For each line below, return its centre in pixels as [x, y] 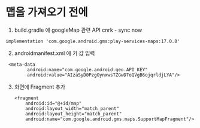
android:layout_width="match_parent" [72, 108]
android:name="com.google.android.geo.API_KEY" [87, 69]
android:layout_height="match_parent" [74, 114]
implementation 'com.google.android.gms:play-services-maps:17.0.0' [93, 41]
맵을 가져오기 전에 [47, 12]
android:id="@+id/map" [54, 103]
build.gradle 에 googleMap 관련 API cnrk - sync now [78, 30]
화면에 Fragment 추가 [40, 87]
